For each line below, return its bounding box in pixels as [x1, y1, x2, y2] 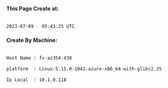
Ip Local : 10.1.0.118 [6, 77, 67, 83]
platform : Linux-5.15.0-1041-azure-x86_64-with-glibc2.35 [6, 66, 163, 72]
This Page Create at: [6, 5, 59, 12]
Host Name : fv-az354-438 [6, 55, 72, 61]
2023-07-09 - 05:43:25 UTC [6, 24, 75, 30]
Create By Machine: [6, 36, 58, 43]
